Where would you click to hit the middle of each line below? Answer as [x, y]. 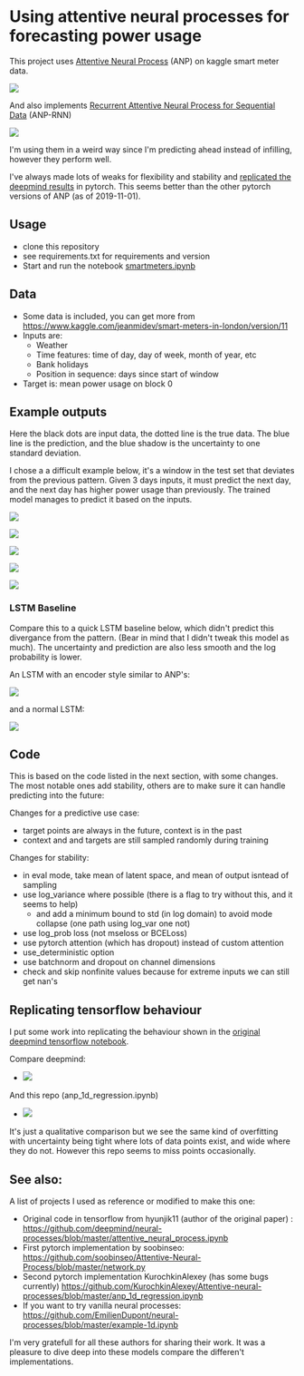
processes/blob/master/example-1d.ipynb [100, 1325]
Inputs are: [43, 335]
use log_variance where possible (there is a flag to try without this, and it [157, 894]
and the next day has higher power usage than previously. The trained [140, 490]
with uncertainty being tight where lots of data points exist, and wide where [150, 1141]
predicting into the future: [57, 795]
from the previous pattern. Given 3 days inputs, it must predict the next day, [150, 480]
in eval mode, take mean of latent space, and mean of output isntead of [156, 875]
